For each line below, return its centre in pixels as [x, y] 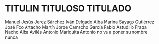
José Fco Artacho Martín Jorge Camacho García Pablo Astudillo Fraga [76, 27]
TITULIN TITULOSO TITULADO [68, 8]
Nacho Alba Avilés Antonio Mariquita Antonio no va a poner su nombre [76, 32]
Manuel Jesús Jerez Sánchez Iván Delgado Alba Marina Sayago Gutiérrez [80, 22]
